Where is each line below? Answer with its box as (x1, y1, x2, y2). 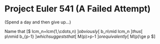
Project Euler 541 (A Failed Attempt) (4, 3, 151, 14)
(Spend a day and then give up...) (4, 19, 71, 25)
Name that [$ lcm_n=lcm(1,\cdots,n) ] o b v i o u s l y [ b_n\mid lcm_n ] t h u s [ (4, 28, 143, 34)
